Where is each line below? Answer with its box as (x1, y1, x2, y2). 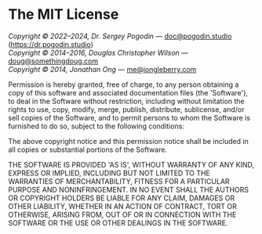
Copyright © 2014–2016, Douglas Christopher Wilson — (8, 48, 189, 57)
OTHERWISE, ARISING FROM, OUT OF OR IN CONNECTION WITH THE (8, 210, 237, 219)
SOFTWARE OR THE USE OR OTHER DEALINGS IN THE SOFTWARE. (8, 218, 228, 228)
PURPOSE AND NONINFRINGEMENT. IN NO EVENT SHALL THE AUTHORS (8, 185, 249, 194)
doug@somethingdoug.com (8, 56, 99, 66)
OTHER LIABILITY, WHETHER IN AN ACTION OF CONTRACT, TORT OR (8, 201, 237, 211)
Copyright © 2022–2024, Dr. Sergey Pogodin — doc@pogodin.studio (8, 31, 232, 41)
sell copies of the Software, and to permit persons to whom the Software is (8, 113, 251, 122)
